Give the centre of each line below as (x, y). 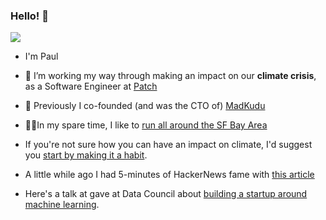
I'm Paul (41, 56)
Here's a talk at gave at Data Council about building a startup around (166, 194)
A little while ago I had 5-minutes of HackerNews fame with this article (169, 175)
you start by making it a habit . (86, 155)
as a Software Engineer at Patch (91, 86)
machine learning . (62, 205)
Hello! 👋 (30, 16)
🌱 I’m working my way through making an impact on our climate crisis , (170, 76)
